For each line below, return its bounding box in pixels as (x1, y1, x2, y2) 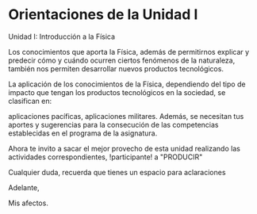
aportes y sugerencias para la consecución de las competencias (8, 120, 219, 129)
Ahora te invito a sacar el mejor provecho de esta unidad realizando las (8, 143, 240, 153)
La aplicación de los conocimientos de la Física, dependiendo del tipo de (8, 79, 246, 89)
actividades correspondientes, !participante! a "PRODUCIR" (8, 152, 203, 162)
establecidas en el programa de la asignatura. (8, 128, 158, 138)
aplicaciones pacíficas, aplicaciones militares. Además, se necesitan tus (8, 111, 244, 120)
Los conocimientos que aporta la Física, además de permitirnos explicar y (8, 47, 250, 56)
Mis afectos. (8, 198, 49, 208)
